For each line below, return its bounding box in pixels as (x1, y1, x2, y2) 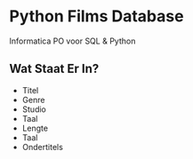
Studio (21, 104, 46, 115)
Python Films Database (9, 6, 184, 27)
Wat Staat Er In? (9, 61, 100, 76)
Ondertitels (21, 141, 64, 152)
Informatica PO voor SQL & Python (9, 36, 136, 46)
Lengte (21, 123, 49, 133)
